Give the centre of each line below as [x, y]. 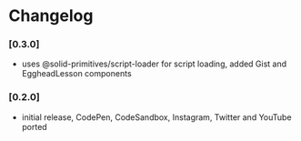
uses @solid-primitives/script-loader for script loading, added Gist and [154, 64]
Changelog [51, 16]
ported [34, 126]
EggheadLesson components [77, 74]
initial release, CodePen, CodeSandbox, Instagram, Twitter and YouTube [156, 117]
